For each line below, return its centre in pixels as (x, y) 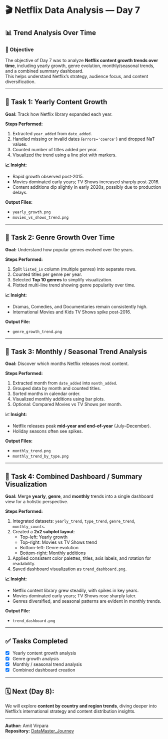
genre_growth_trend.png (37, 331)
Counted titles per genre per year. (47, 274)
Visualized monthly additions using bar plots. (58, 399)
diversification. (20, 82)
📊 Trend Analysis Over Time (51, 33)
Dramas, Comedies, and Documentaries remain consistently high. (80, 306)
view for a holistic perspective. (37, 502)
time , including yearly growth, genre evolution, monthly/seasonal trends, (80, 66)
